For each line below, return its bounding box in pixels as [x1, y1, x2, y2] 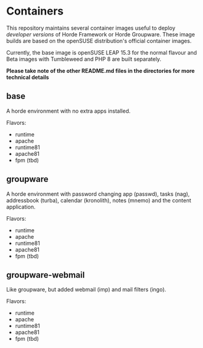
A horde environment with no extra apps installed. [6, 107, 131, 115]
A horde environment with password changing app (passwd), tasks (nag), [6, 190, 190, 198]
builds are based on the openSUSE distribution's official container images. [6, 37, 192, 44]
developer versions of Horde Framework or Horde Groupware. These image [6, 30, 195, 38]
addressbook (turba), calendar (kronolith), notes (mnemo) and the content [6, 196, 191, 204]
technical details [6, 73, 50, 81]
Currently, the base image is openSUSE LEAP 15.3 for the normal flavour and [6, 49, 197, 56]
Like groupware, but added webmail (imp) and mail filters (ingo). [6, 286, 167, 293]
